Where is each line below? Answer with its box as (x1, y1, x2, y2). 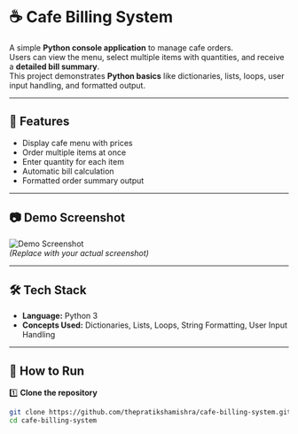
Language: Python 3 (21, 311, 98, 322)
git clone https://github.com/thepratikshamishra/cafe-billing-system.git (9, 408, 292, 417)
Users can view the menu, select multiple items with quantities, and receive (9, 51, 285, 62)
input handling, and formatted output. (9, 80, 146, 90)
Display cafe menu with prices (21, 137, 133, 148)
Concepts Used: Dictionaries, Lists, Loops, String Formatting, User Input (21, 320, 288, 330)
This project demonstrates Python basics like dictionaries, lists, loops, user (9, 70, 286, 81)
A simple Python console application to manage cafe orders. (9, 42, 233, 53)
